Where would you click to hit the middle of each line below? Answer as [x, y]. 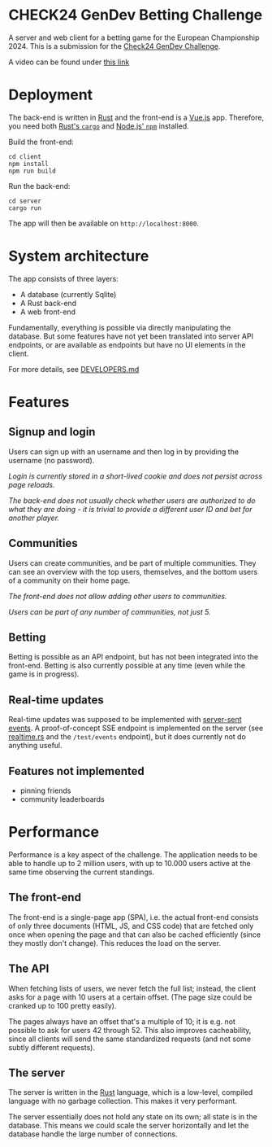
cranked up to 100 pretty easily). [63, 1005]
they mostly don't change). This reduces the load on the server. [115, 943]
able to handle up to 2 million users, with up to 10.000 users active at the [130, 863]
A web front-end [47, 312]
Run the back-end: [39, 186]
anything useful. [35, 746]
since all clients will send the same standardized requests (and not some [130, 1039]
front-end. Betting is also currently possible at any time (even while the [127, 666]
